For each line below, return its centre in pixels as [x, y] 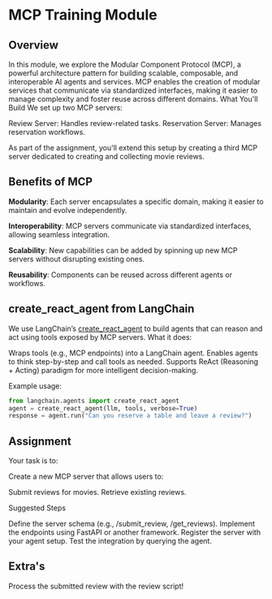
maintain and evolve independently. [68, 210]
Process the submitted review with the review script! [96, 586]
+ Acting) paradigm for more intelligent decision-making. [104, 370]
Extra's [27, 566]
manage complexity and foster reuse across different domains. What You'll [133, 99]
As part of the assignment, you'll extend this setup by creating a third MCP [133, 148]
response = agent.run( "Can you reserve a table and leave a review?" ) [130, 416]
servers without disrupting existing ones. [76, 258]
